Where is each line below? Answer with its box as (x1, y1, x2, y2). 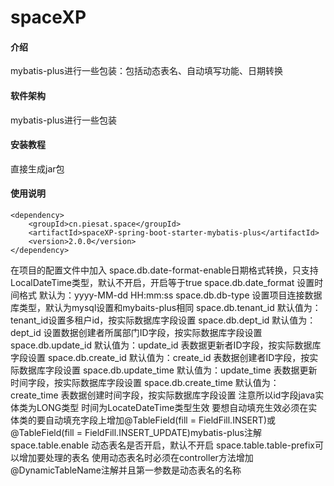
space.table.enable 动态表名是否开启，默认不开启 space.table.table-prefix (10, 439, 315, 451)
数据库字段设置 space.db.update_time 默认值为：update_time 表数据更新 (18, 364, 318, 376)
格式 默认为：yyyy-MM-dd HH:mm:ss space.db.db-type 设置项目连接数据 (18, 289, 323, 301)
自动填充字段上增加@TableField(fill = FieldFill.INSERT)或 (44, 414, 277, 426)
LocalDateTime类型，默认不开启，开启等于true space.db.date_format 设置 (10, 277, 315, 288)
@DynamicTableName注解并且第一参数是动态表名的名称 (10, 464, 242, 476)
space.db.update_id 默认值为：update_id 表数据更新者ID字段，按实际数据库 (10, 339, 322, 351)
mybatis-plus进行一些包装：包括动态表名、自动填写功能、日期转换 (10, 65, 283, 77)
